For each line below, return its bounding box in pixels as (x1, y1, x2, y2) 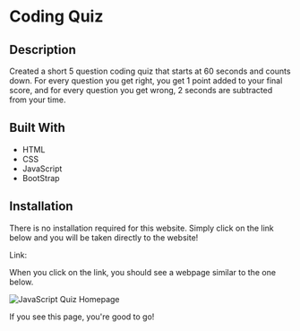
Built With (9, 120, 65, 135)
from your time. (9, 94, 66, 105)
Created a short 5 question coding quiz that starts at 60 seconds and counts (9, 65, 291, 76)
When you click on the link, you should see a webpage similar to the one (9, 266, 276, 277)
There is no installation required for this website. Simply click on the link (9, 222, 275, 233)
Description (9, 42, 76, 57)
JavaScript (21, 163, 63, 174)
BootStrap (21, 172, 60, 183)
